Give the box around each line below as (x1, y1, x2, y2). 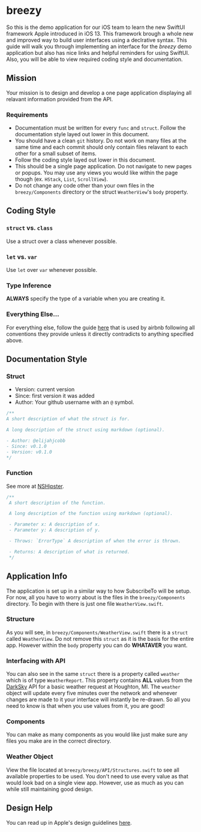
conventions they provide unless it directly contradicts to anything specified (6, 330, 194, 338)
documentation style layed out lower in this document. (14, 131, 149, 138)
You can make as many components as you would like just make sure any (6, 731, 188, 739)
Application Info (6, 571, 68, 582)
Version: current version (14, 386, 75, 393)
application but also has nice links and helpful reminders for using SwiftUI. (6, 49, 190, 56)
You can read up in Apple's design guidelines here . (6, 819, 132, 826)
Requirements (6, 110, 49, 119)
